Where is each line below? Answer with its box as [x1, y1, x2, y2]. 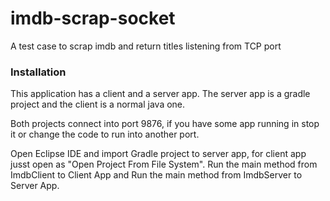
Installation [10, 65, 67, 79]
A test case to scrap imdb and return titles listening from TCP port [10, 40, 282, 52]
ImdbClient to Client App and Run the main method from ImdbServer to [10, 169, 303, 181]
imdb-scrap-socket [10, 7, 176, 30]
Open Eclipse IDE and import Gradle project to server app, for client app [10, 148, 307, 160]
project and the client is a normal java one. [10, 98, 186, 111]
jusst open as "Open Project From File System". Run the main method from [10, 158, 318, 171]
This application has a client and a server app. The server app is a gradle [10, 88, 311, 100]
